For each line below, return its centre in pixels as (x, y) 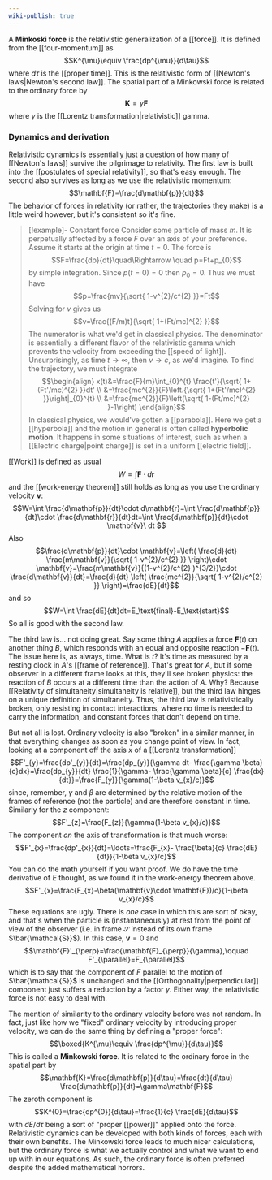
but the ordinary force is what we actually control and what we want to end (134, 1150)
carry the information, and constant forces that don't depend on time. (125, 716)
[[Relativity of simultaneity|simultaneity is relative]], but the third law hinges (135, 690)
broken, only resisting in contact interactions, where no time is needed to (130, 708)
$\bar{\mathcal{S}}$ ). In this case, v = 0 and (84, 938)
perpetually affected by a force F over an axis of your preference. (138, 238)
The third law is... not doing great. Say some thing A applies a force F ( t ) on (133, 639)
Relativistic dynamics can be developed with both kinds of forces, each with (136, 1133)
